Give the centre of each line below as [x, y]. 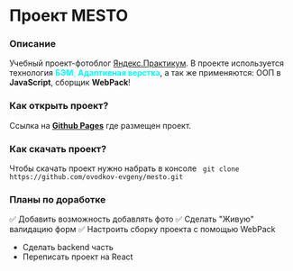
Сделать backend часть [68, 248]
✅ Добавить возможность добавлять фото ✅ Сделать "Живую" [132, 219]
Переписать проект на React [78, 257]
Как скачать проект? [58, 149]
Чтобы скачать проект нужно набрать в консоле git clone [124, 168]
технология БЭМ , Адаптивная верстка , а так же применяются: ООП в [145, 73]
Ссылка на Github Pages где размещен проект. [101, 125]
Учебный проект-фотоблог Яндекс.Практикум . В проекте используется [146, 63]
